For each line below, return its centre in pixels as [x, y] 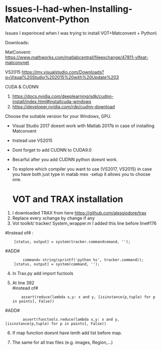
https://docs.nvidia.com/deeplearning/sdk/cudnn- [63, 96]
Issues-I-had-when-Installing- [69, 9]
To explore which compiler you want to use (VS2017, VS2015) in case [82, 169]
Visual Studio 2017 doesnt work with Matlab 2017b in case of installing [83, 126]
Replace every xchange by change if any [53, 218]
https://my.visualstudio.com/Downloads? [63, 72]
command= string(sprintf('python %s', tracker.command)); [83, 260]
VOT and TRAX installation [68, 199]
